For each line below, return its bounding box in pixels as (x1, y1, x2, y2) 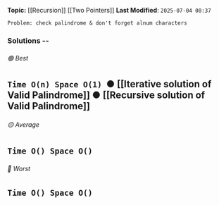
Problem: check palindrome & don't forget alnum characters (7, 20, 188, 27)
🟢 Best (7, 54, 29, 62)
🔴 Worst (7, 164, 30, 173)
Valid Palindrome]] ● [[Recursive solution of (7, 89, 206, 101)
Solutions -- (7, 35, 49, 45)
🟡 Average (7, 120, 40, 129)
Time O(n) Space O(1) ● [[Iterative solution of (7, 78, 212, 90)
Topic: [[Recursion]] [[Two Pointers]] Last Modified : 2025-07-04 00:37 (7, 6, 211, 14)
